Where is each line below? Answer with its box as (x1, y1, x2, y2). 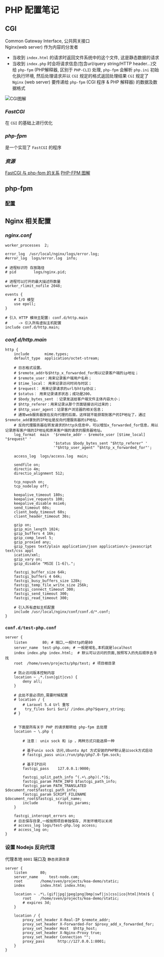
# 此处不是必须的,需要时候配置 (14, 693, 68, 698)
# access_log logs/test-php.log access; (14, 823, 97, 828)
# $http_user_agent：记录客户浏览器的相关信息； (14, 407, 104, 412)
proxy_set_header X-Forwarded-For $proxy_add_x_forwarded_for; (23, 922, 154, 927)
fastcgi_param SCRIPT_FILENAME (23, 792, 87, 797)
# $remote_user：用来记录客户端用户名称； (14, 376, 92, 381)
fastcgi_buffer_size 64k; (14, 570, 67, 575)
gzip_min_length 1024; (14, 527, 60, 532)
